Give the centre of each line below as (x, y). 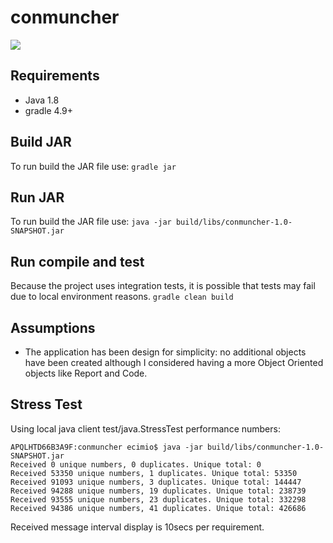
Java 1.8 (42, 100)
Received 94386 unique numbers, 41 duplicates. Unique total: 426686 (158, 508)
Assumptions (53, 327)
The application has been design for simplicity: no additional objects (165, 352)
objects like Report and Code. (86, 373)
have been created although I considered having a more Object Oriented (174, 362)
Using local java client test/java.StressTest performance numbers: (145, 428)
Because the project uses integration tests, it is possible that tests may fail (163, 286)
